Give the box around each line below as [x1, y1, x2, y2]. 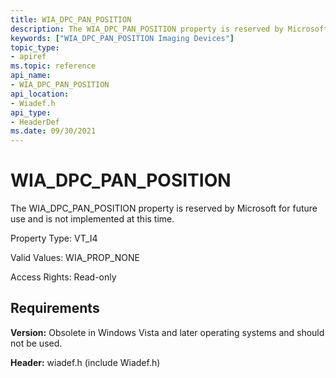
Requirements [10, 300, 100, 317]
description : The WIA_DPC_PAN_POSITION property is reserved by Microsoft [10, 24, 329, 34]
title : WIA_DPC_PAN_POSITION [10, 14, 132, 25]
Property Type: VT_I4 [10, 232, 98, 245]
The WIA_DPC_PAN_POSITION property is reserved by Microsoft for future [10, 202, 318, 215]
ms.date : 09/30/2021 [10, 126, 97, 136]
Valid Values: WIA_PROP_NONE [10, 252, 140, 264]
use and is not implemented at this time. [10, 213, 175, 225]
